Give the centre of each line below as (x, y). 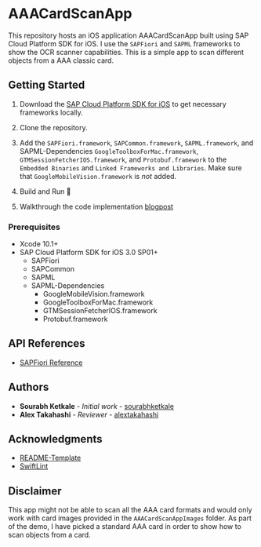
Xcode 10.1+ (39, 244)
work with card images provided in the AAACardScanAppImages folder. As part (130, 518)
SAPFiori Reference (51, 363)
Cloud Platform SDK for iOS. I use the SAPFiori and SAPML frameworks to (124, 43)
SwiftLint (34, 466)
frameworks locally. (51, 112)
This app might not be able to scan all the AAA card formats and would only (130, 510)
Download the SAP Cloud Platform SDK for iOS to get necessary (123, 104)
